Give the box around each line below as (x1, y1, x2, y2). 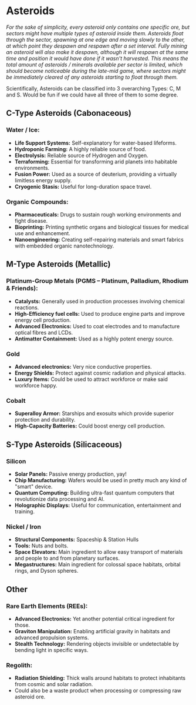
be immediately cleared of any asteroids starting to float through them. (6, 73, 178, 81)
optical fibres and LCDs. (14, 329, 73, 336)
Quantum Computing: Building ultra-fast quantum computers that (14, 489, 175, 496)
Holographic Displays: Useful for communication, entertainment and (14, 502, 181, 509)
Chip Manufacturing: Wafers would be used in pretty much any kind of (14, 476, 187, 483)
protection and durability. (14, 416, 76, 423)
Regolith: (6, 661, 33, 669)
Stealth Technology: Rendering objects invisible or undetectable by (14, 640, 179, 647)
